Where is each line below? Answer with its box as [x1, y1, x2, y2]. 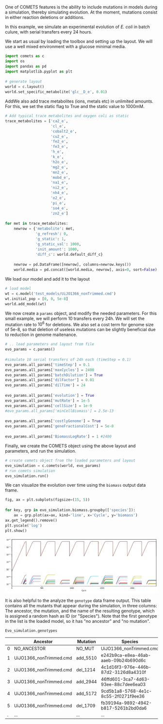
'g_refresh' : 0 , [35, 231, 68, 236]
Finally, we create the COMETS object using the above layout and [5, 442, 136, 449]
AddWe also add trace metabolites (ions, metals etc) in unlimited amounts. [5, 98, 154, 104]
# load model [5, 286, 32, 291]
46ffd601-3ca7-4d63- [101, 676, 150, 682]
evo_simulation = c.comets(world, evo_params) [5, 463, 101, 468]
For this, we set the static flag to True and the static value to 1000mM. [5, 104, 145, 109]
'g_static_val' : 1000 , [35, 242, 81, 247]
